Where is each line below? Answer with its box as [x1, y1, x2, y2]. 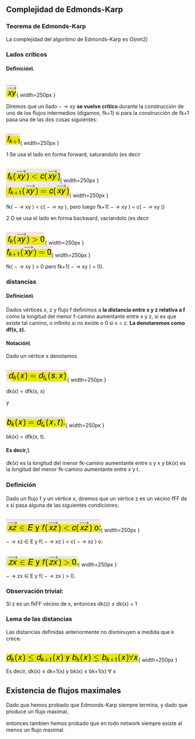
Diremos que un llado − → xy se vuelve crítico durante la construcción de [6, 103, 184, 110]
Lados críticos [6, 50, 48, 58]
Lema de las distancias [6, 615, 72, 623]
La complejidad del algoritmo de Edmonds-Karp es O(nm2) [6, 35, 148, 43]
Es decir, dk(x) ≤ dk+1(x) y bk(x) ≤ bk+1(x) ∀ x [6, 668, 116, 675]
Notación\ [6, 340, 31, 347]
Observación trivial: [6, 587, 64, 595]
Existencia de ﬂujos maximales [6, 686, 121, 696]
